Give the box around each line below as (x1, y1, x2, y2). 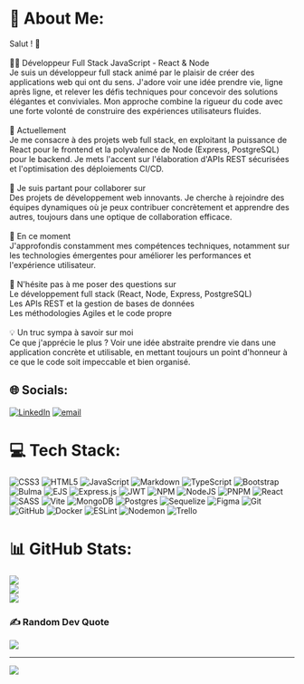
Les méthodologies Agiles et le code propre (9, 307, 172, 318)
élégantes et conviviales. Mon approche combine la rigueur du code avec (9, 95, 283, 107)
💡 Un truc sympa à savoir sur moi (9, 326, 134, 338)
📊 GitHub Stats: (9, 538, 133, 559)
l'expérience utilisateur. (9, 259, 97, 270)
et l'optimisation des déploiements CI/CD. (9, 163, 165, 174)
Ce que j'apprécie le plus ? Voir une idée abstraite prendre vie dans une (9, 337, 276, 348)
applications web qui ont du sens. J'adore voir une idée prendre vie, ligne (9, 76, 283, 87)
